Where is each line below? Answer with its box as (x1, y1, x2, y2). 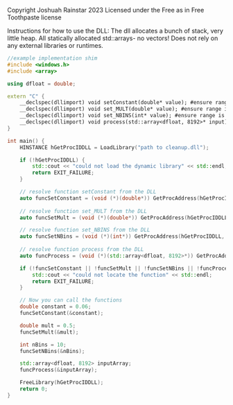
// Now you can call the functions (19, 297, 123, 304)
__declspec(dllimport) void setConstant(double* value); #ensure (19, 99, 213, 106)
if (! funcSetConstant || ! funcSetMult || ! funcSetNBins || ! (19, 265, 200, 272)
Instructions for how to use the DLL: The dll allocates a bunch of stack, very (7, 27, 224, 35)
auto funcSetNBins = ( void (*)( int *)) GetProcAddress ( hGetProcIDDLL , (19, 233, 225, 240)
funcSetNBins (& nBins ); (19, 347, 85, 354)
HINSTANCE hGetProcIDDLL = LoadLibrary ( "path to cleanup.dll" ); (19, 144, 209, 151)
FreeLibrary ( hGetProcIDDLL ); (19, 379, 104, 386)
